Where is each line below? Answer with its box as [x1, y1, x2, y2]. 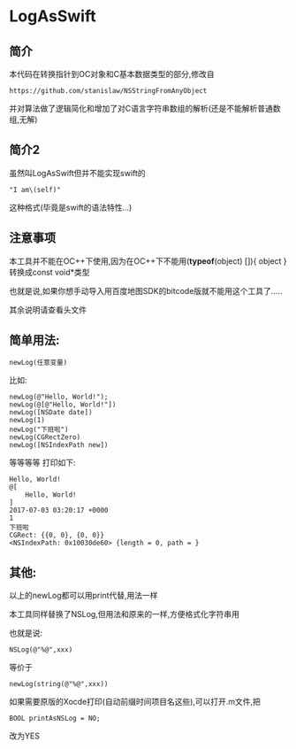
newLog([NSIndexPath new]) [9, 441, 109, 450]
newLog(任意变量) [9, 359, 68, 367]
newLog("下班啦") [9, 425, 69, 435]
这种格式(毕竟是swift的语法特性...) [9, 202, 133, 212]
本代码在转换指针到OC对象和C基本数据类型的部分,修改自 [9, 69, 215, 79]
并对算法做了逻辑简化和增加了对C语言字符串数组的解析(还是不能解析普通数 [9, 104, 281, 113]
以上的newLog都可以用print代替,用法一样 [9, 591, 158, 601]
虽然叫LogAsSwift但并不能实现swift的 [9, 167, 146, 178]
